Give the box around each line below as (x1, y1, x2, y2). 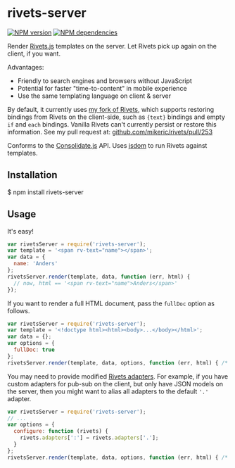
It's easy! (7, 227, 34, 235)
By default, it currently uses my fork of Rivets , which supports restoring (7, 105, 215, 113)
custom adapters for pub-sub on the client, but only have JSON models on (7, 379, 224, 388)
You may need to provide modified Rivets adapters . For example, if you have (7, 372, 229, 381)
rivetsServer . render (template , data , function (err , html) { (7, 273, 191, 280)
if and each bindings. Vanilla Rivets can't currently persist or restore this (7, 120, 217, 128)
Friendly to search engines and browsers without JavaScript (17, 76, 192, 85)
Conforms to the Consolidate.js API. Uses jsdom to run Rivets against (7, 141, 208, 149)
